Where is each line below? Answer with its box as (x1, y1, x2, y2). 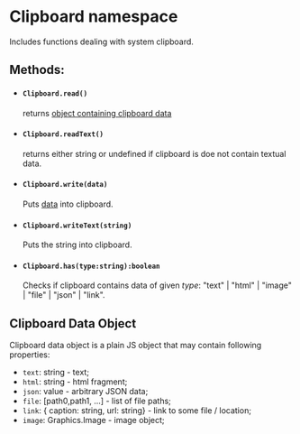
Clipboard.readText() (22, 130, 104, 139)
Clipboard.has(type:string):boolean (22, 262, 160, 271)
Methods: (9, 62, 65, 78)
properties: (9, 349, 50, 360)
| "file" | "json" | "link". (22, 290, 105, 300)
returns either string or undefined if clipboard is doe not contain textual (22, 148, 286, 159)
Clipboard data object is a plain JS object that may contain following (9, 340, 262, 351)
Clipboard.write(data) (22, 180, 108, 189)
